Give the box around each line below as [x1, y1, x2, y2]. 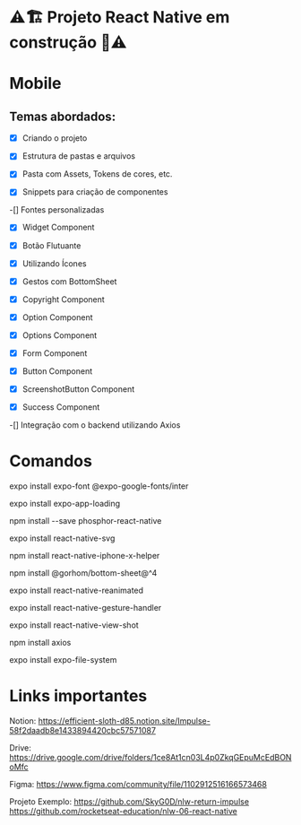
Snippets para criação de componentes [21, 187, 168, 197]
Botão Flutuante [21, 239, 82, 251]
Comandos [9, 451, 92, 472]
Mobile [9, 74, 62, 94]
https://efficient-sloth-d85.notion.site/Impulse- [38, 716, 211, 726]
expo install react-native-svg [9, 533, 116, 543]
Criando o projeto [21, 133, 88, 143]
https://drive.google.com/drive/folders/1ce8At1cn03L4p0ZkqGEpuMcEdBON [9, 752, 292, 762]
